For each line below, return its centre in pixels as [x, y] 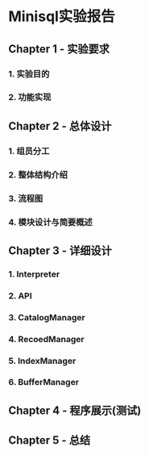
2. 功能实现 [30, 98]
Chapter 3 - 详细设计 [60, 250]
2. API [20, 295]
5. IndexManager [42, 361]
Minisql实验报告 [62, 17]
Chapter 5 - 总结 [50, 440]
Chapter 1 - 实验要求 [59, 49]
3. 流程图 [26, 198]
